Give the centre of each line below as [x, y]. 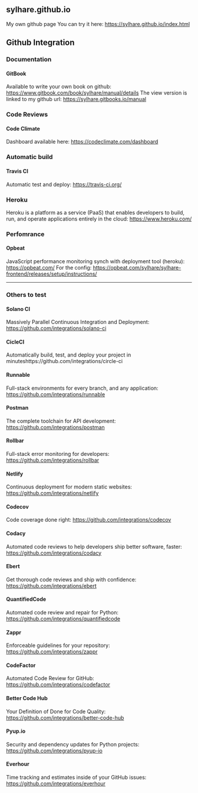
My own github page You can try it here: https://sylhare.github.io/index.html [98, 24]
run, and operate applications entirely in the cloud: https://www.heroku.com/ [99, 219]
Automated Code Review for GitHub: [50, 678]
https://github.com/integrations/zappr [52, 652]
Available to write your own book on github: [59, 87]
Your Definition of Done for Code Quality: [56, 711]
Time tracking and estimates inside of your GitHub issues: [76, 777]
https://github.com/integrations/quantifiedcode [63, 619]
